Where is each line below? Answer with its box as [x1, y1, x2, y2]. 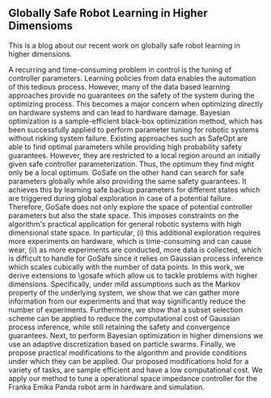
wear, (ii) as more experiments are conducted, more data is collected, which [8, 245, 262, 254]
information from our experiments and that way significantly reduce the [8, 296, 246, 306]
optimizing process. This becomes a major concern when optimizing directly [8, 98, 264, 108]
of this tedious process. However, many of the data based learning [8, 82, 231, 91]
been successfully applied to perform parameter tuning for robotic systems [8, 124, 259, 134]
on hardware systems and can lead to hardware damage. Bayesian [8, 107, 231, 117]
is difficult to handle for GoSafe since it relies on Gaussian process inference [8, 253, 264, 263]
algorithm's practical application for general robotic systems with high [8, 219, 242, 228]
